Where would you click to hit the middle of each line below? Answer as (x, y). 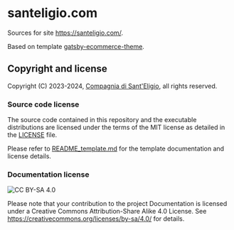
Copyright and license (58, 69)
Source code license (43, 104)
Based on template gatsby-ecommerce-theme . (76, 46)
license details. (30, 156)
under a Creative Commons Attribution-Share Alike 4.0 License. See (107, 212)
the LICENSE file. (32, 135)
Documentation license (48, 174)
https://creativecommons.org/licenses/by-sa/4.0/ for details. (96, 219)
